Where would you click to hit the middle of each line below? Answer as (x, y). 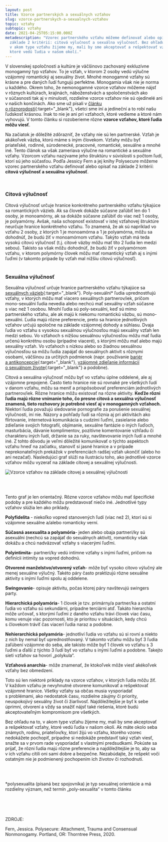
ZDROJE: (14, 819)
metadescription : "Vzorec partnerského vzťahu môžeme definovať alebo (80, 38)
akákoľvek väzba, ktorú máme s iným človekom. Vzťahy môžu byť (73, 140)
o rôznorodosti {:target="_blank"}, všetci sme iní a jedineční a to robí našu (81, 109)
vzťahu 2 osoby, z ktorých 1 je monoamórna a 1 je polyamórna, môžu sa (79, 232)
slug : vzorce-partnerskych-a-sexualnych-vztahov (57, 19)
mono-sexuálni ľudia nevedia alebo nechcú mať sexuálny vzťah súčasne (79, 304)
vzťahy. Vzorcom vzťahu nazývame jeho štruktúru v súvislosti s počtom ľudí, (84, 155)
